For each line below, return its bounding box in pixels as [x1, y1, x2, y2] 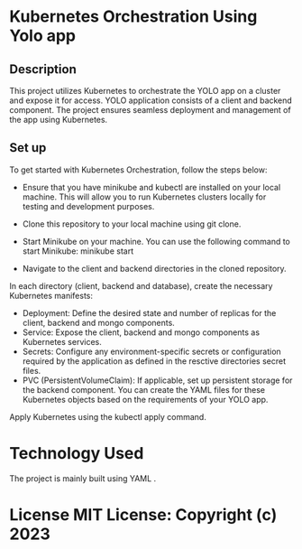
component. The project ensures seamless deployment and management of [9, 105, 291, 115]
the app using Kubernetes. [9, 115, 108, 125]
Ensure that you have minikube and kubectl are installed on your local [22, 181, 281, 192]
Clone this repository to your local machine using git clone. [22, 219, 242, 229]
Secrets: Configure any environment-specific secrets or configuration [22, 346, 281, 357]
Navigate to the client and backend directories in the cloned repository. [22, 263, 287, 274]
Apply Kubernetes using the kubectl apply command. [9, 411, 207, 422]
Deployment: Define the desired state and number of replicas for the [22, 307, 277, 318]
